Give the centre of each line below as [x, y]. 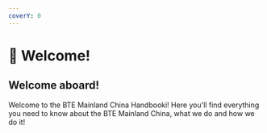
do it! [17, 122]
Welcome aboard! [54, 85]
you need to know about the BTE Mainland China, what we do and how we [132, 113]
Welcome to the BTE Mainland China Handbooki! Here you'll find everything [134, 105]
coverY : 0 [25, 16]
